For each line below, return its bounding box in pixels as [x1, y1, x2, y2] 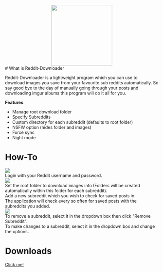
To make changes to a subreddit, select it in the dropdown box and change [5, 223, 155, 229]
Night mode [12, 135, 36, 140]
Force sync [12, 129, 35, 135]
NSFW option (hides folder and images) [12, 125, 91, 130]
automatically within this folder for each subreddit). [5, 188, 108, 193]
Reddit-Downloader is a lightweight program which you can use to [5, 75, 138, 80]
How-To [5, 152, 38, 163]
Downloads [5, 246, 52, 256]
